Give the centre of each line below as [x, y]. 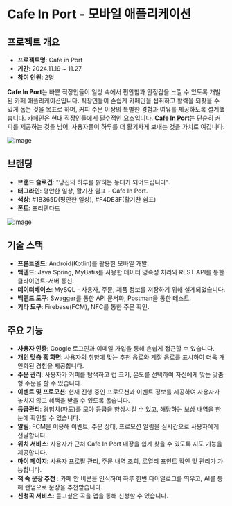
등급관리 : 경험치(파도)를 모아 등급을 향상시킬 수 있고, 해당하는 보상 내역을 [115, 409]
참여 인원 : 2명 [36, 77]
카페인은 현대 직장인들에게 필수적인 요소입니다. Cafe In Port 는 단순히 [121, 118]
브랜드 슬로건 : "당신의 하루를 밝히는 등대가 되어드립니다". [93, 182]
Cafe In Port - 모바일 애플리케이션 [99, 14]
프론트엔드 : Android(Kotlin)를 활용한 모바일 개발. [83, 263]
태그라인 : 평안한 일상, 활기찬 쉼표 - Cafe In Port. [82, 191]
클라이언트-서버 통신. [46, 281]
